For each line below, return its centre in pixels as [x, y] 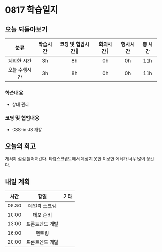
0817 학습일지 [32, 10]
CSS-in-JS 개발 [27, 129]
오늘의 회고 [20, 146]
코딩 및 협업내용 [22, 118]
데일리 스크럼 [42, 206]
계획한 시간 [20, 61]
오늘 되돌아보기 [26, 29]
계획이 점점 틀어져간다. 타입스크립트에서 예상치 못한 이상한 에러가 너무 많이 [75, 159]
